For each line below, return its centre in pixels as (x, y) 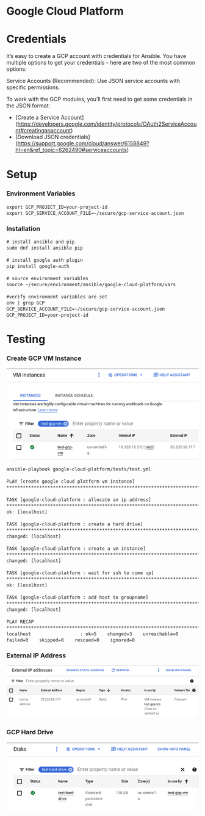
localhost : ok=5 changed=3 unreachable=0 (92, 634)
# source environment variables (47, 278)
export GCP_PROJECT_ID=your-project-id (57, 207)
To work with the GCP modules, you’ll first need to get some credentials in (99, 99)
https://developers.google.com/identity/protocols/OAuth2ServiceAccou (107, 124)
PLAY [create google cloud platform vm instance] (71, 482)
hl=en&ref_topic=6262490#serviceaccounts (71, 150)
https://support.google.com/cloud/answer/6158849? (83, 143)
